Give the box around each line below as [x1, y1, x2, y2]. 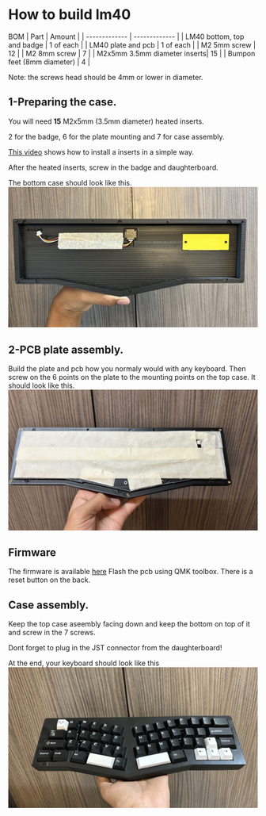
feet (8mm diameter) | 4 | [8, 57, 91, 67]
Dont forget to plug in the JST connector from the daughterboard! [8, 643, 222, 653]
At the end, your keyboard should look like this [8, 658, 160, 668]
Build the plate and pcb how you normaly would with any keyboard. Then [8, 364, 246, 374]
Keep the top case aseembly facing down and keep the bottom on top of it [8, 619, 251, 629]
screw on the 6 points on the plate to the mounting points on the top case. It [8, 373, 256, 382]
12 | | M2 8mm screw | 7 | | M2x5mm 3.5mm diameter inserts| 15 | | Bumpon [8, 48, 256, 58]
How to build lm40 [8, 6, 131, 24]
